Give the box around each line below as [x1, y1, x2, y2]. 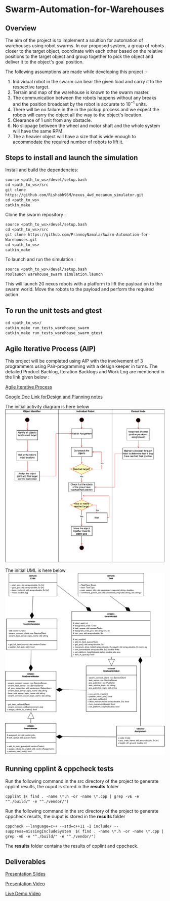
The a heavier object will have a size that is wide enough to [12, 133, 136, 139]
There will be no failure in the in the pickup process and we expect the [12, 106, 159, 112]
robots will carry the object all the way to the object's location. [12, 112, 143, 118]
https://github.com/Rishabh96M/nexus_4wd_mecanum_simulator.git [5, 192, 144, 198]
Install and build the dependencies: [5, 167, 78, 173]
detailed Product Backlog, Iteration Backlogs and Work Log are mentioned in [5, 369, 164, 375]
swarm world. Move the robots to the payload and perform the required [5, 286, 154, 293]
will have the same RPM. [12, 128, 64, 134]
